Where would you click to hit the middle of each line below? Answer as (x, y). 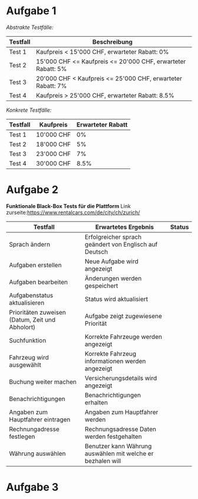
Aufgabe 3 (32, 487)
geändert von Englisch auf (121, 244)
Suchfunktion (28, 340)
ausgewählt (25, 365)
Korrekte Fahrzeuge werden (123, 336)
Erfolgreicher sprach (113, 236)
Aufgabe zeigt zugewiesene (123, 316)
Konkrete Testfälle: (29, 110)
